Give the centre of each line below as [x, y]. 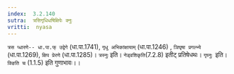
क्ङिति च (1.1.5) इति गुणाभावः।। [44, 63]
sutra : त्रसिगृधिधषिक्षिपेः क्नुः [40, 20]
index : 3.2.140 [31, 14]
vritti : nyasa [30, 27]
